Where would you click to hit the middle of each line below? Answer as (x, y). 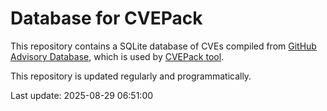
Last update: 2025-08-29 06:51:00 (82, 95)
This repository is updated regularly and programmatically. (131, 76)
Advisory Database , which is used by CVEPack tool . (117, 56)
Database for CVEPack (106, 18)
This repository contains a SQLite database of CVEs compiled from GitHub (163, 46)
